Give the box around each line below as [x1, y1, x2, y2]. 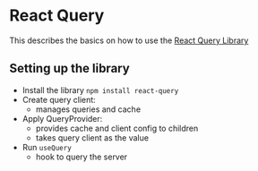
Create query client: [21, 94, 96, 105]
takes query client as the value [35, 132, 150, 143]
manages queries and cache [35, 104, 142, 115]
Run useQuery [21, 141, 72, 152]
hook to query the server [35, 151, 128, 162]
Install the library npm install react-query [21, 84, 179, 95]
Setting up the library [9, 61, 130, 76]
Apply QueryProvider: [21, 113, 103, 124]
